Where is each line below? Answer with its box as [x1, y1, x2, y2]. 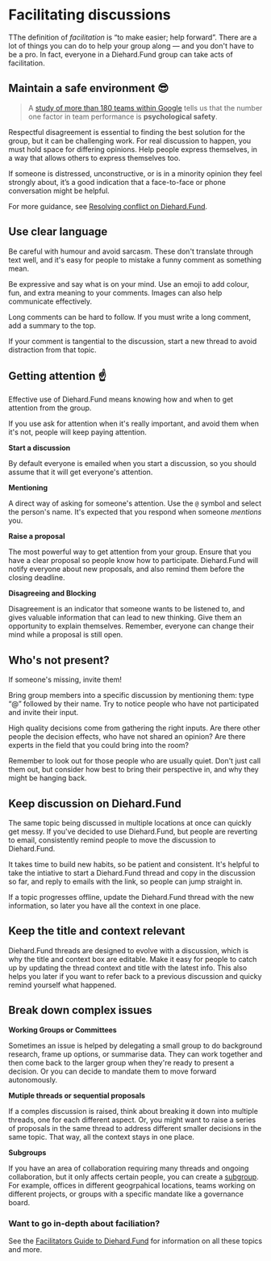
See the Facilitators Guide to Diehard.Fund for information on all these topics [8, 1236, 263, 1246]
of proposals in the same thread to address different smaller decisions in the [8, 1123, 262, 1133]
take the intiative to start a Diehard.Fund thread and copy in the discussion [8, 868, 256, 877]
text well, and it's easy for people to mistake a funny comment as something [8, 254, 262, 264]
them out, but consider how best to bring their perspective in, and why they [8, 765, 260, 775]
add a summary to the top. [8, 321, 97, 330]
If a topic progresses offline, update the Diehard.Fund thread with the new [8, 893, 254, 902]
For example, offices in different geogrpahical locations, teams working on [8, 1180, 256, 1190]
